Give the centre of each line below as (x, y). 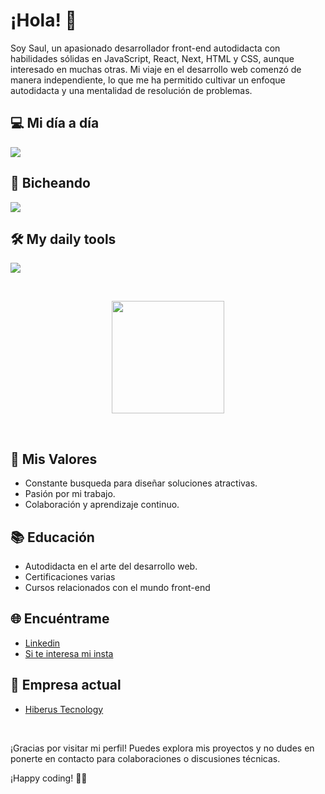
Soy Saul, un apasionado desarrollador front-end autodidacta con (145, 48)
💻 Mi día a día (55, 123)
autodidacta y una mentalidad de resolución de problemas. (131, 90)
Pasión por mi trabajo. (70, 494)
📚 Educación (52, 537)
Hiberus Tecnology (64, 709)
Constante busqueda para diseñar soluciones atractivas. (141, 483)
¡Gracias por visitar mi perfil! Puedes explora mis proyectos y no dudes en (162, 748)
